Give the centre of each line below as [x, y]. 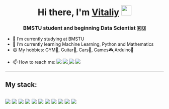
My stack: [21, 85]
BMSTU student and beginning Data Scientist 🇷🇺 [84, 28]
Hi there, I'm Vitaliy [78, 12]
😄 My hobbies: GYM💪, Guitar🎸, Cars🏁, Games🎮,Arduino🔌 [73, 50]
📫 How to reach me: [34, 62]
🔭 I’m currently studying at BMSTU [48, 39]
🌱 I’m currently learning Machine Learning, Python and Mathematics [83, 44]
